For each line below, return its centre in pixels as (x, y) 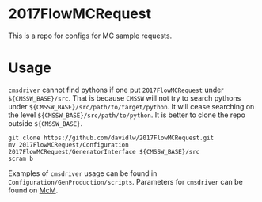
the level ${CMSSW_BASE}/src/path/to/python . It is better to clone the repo (127, 115)
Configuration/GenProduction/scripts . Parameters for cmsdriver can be (125, 181)
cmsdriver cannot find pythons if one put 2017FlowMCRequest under (116, 90)
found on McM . (33, 190)
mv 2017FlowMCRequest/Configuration (68, 145)
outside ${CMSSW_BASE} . (46, 123)
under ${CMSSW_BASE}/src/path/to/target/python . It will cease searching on (131, 106)
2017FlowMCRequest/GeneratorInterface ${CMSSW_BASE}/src (104, 151)
